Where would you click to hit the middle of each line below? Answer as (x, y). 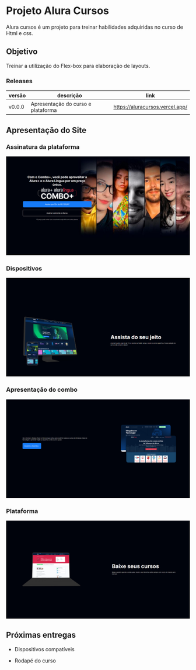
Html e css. (20, 33)
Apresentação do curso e (61, 104)
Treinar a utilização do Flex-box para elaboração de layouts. (78, 66)
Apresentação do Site (46, 130)
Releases (20, 81)
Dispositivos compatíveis (44, 649)
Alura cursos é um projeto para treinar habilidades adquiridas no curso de (95, 27)
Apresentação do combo (42, 389)
